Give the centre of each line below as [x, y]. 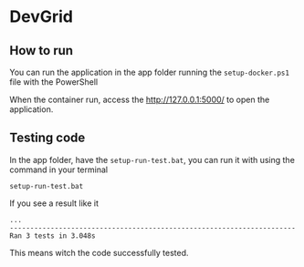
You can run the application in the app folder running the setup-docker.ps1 [150, 72]
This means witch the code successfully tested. [99, 252]
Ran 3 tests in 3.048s [52, 236]
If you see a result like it [54, 203]
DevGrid [41, 17]
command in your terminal [58, 169]
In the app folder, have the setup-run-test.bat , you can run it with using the [152, 159]
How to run [42, 51]
